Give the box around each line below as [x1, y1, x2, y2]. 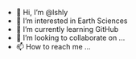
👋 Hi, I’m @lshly [15, 8, 68, 17]
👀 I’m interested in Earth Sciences [15, 16, 128, 26]
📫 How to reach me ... [15, 42, 91, 51]
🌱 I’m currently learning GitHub [15, 25, 119, 33]
